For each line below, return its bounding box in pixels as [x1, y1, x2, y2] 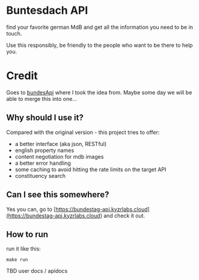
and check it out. [103, 212, 145, 219]
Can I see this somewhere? [6, 190, 109, 200]
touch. [6, 29, 22, 37]
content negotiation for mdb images [14, 153, 104, 160]
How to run [6, 229, 49, 239]
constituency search [14, 172, 66, 179]
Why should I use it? [6, 112, 84, 123]
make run [6, 257, 28, 263]
